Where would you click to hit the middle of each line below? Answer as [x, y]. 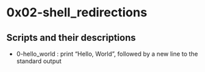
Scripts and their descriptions [71, 38]
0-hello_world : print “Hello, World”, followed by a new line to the [107, 54]
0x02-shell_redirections [77, 13]
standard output [39, 61]
